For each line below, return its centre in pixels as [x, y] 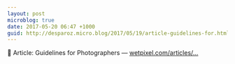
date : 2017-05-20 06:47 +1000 [51, 26]
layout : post [26, 14]
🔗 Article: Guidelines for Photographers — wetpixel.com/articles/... [103, 53]
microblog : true [31, 20]
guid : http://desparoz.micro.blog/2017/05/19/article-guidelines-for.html [119, 33]
